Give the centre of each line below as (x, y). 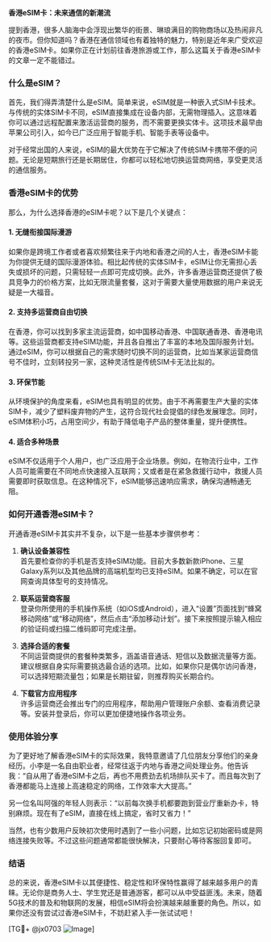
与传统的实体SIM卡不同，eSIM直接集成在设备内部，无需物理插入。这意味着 (133, 112)
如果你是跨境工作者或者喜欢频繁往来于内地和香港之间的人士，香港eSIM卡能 (133, 251)
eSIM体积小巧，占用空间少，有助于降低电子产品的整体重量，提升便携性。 (130, 422)
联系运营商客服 (45, 598)
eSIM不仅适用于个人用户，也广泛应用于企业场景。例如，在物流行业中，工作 (133, 461)
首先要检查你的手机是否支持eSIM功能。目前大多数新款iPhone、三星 (132, 560)
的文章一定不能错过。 (44, 60)
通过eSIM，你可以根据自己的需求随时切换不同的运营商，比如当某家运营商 (130, 352)
